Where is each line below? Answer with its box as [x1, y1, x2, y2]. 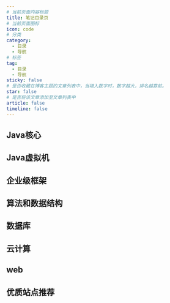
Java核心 [6, 130, 42, 140]
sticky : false [6, 77, 43, 83]
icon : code [6, 26, 34, 32]
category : [6, 37, 32, 43]
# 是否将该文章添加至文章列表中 [6, 94, 76, 100]
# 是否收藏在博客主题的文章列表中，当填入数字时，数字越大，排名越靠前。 [6, 83, 167, 89]
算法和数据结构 [6, 198, 63, 209]
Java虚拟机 [6, 152, 50, 163]
